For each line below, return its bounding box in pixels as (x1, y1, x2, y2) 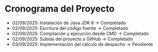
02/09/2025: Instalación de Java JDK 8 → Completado (12, 20, 126, 26)
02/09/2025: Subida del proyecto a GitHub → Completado (12, 36, 133, 42)
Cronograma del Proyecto (5, 3, 115, 15)
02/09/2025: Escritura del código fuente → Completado (12, 25, 129, 31)
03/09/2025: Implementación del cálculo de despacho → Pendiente (12, 41, 153, 47)
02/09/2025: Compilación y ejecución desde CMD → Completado (12, 30, 149, 36)
